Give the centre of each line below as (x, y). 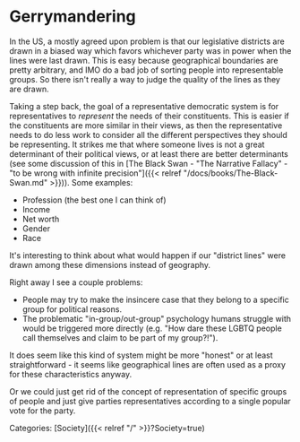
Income (36, 209)
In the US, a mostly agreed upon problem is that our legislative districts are (147, 41)
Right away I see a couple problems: (76, 282)
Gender (36, 228)
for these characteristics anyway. (71, 374)
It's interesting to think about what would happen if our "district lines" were (148, 255)
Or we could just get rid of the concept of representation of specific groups (148, 391)
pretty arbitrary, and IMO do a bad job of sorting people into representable (146, 70)
